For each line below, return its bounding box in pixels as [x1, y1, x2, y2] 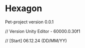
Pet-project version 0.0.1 [5, 19, 54, 25]
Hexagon [5, 3, 42, 14]
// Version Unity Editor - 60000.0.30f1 [5, 28, 81, 34]
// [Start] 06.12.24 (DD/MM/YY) [5, 37, 67, 44]
